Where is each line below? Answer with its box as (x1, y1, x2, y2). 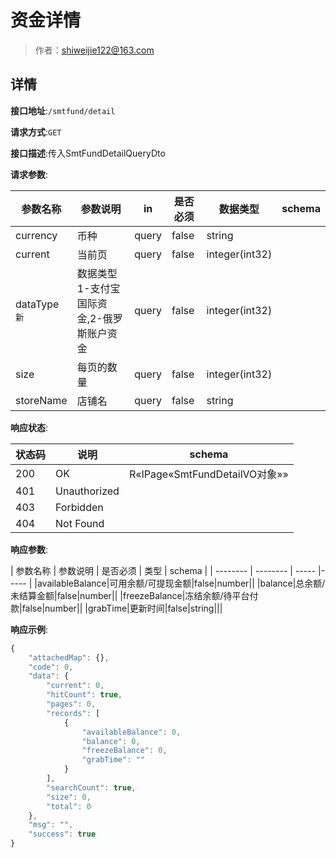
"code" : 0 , (28, 662, 74, 672)
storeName (15, 393, 68, 407)
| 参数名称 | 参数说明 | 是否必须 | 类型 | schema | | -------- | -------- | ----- (10, 564, 317, 576)
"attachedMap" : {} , (28, 652, 110, 663)
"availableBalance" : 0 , (81, 727, 182, 737)
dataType (15, 297, 60, 311)
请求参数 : (10, 168, 49, 180)
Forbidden (55, 500, 104, 514)
